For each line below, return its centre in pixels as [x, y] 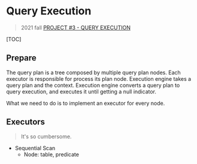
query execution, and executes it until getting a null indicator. [81, 92]
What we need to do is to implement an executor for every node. [86, 103]
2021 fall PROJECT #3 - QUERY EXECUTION [75, 28]
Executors [26, 122]
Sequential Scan [35, 148]
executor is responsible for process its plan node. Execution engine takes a [99, 78]
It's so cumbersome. [46, 136]
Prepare [22, 58]
